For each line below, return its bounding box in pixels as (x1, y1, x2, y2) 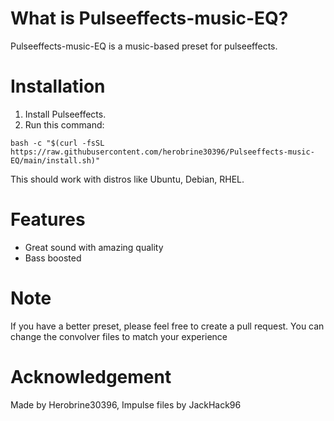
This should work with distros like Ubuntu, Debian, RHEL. (10, 173, 245, 185)
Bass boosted (24, 252, 82, 264)
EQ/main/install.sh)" (10, 155, 101, 166)
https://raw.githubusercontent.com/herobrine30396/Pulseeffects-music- (10, 147, 315, 157)
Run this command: (24, 118, 105, 131)
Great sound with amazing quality (24, 241, 164, 253)
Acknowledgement (10, 365, 172, 388)
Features (10, 208, 86, 231)
